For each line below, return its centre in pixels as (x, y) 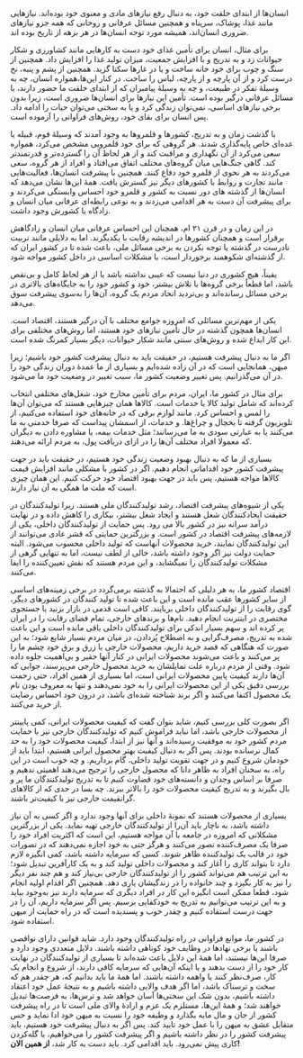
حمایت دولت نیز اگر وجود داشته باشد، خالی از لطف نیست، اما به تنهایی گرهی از (143, 552)
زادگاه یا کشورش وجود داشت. (60, 210)
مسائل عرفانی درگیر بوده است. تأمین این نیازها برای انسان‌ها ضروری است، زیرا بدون (152, 97)
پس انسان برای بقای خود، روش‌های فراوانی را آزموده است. (110, 117)
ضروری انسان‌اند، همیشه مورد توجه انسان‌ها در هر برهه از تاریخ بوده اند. (129, 32)
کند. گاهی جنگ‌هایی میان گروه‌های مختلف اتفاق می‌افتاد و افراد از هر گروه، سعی (143, 163)
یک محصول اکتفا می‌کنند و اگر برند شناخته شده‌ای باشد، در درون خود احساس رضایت (151, 694)
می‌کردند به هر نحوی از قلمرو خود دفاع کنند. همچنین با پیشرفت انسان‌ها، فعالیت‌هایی (150, 172)
